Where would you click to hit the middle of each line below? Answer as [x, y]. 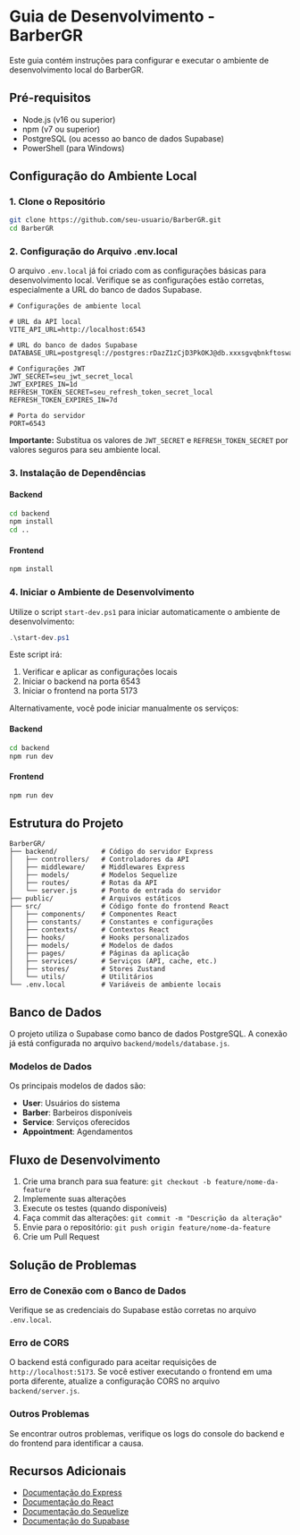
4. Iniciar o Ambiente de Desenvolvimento [102, 593]
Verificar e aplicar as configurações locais [100, 672]
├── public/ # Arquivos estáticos [95, 899]
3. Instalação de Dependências [78, 473]
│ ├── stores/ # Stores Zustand [87, 969]
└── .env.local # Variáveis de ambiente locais [115, 985]
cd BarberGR [31, 229]
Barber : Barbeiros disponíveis [77, 1113]
